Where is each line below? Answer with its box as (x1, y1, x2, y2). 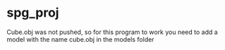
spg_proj (6, 5, 59, 21)
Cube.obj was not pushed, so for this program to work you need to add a (6, 28, 218, 36)
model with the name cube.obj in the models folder (6, 35, 154, 43)
